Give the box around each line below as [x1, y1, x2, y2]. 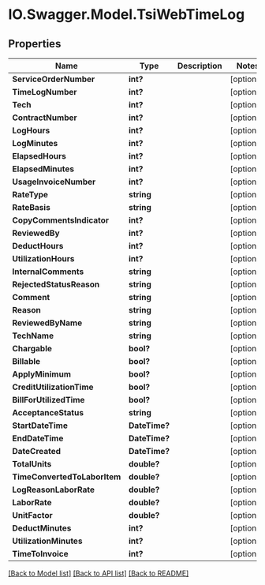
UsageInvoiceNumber [12, 176, 96, 187]
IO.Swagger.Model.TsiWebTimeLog [8, 6, 245, 24]
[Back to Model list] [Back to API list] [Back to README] [8, 568, 189, 578]
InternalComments [12, 266, 84, 277]
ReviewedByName [12, 317, 83, 328]
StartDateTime [12, 420, 69, 431]
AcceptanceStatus [12, 407, 84, 418]
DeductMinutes [12, 523, 72, 534]
